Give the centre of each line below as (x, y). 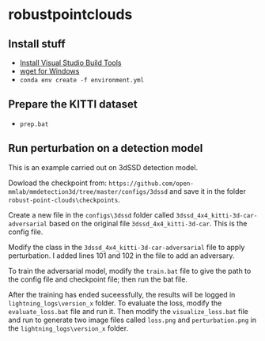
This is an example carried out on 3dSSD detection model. (103, 167)
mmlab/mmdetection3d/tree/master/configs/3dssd (88, 191)
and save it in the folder (208, 191)
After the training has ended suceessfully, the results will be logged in (122, 294)
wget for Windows (49, 71)
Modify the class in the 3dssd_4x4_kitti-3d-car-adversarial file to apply (127, 247)
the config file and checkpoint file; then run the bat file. (98, 279)
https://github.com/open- (151, 184)
